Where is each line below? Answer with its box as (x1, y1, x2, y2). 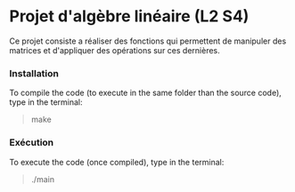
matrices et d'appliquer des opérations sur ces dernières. (9, 44, 220, 55)
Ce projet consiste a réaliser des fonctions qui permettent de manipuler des (9, 36, 287, 46)
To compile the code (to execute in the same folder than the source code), (9, 87, 283, 99)
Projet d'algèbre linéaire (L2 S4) (9, 6, 250, 27)
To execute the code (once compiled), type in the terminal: (9, 156, 225, 167)
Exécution (9, 136, 54, 148)
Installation (9, 67, 60, 79)
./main (30, 173, 55, 184)
